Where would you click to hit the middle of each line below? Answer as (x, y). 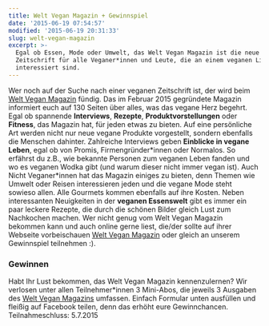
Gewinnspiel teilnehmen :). (52, 243)
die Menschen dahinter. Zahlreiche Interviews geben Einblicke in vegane (129, 141)
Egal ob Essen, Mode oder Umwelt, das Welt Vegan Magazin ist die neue (138, 53)
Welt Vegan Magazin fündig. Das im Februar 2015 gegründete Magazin (125, 99)
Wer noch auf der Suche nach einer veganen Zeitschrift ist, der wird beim (129, 90)
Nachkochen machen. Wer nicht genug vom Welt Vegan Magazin (116, 217)
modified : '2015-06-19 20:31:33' (64, 30)
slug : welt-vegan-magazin (51, 38)
